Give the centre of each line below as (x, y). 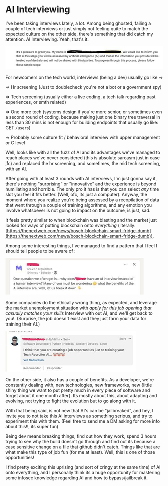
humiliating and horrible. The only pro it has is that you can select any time (82, 189)
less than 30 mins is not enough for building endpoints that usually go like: (82, 123)
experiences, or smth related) (36, 102)
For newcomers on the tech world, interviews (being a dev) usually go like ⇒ (84, 77)
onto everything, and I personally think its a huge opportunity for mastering (83, 473)
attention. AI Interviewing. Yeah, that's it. (47, 39)
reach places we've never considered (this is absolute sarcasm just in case (83, 158)
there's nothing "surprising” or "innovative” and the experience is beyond (81, 184)
